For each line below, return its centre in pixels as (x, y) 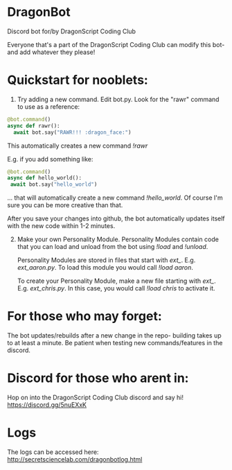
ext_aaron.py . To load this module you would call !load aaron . (105, 268)
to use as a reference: (48, 106)
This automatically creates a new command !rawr (78, 146)
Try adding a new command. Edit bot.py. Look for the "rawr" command (118, 99)
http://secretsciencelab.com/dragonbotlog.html (75, 459)
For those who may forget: (85, 316)
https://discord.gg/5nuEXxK (47, 405)
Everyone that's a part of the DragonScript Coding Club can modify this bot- (116, 44)
